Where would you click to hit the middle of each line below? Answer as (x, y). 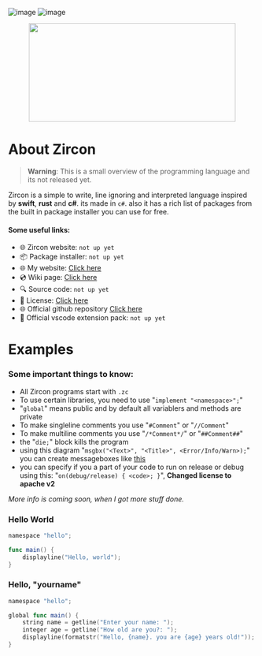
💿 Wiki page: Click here (58, 278)
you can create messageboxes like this (83, 458)
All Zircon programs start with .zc (74, 391)
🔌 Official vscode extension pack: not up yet (92, 318)
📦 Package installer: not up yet (72, 257)
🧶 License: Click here (54, 300)
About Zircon (52, 149)
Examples (41, 350)
